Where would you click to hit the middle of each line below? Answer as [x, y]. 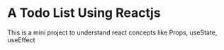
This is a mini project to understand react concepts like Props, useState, [112, 32]
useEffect [21, 39]
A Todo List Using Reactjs [84, 13]
